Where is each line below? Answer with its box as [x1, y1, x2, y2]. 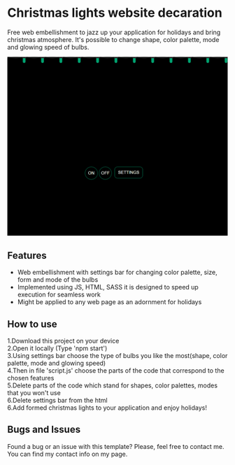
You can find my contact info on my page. [7, 450, 128, 458]
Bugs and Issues [7, 424, 81, 436]
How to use [7, 318, 57, 330]
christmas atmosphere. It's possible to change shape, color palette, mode [7, 35, 220, 43]
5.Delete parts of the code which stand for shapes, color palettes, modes [7, 381, 218, 389]
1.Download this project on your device [7, 337, 120, 345]
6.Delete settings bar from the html [7, 396, 108, 405]
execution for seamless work [17, 290, 101, 299]
